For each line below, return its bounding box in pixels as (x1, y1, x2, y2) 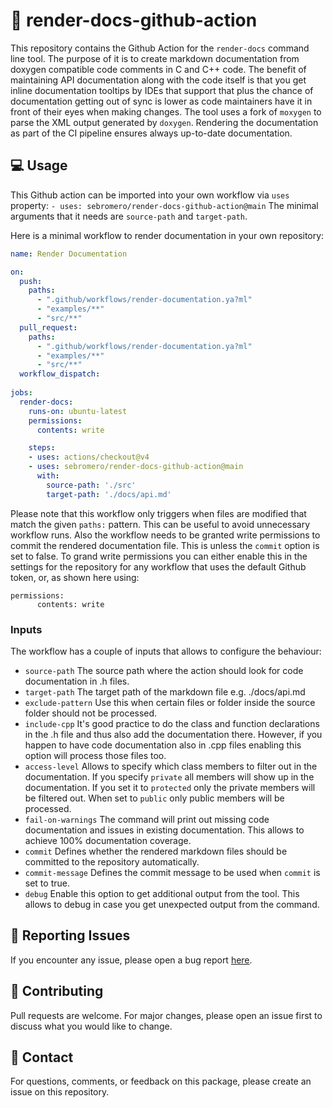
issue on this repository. (10, 1086, 110, 1098)
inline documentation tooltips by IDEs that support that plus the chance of (10, 84, 314, 96)
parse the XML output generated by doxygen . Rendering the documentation (10, 116, 319, 128)
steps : (28, 443, 56, 453)
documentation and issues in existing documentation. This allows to (24, 824, 305, 836)
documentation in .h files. (24, 675, 130, 687)
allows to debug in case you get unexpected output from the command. (24, 898, 320, 910)
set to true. (24, 877, 70, 889)
